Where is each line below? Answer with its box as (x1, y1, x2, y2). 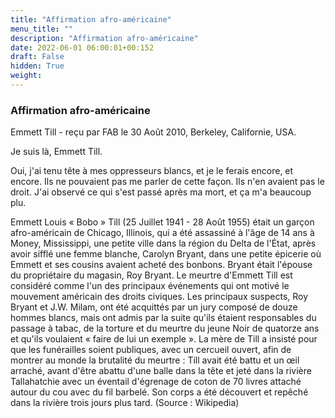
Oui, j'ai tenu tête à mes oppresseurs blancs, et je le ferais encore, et (10, 165, 294, 177)
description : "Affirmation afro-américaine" (10, 33, 199, 43)
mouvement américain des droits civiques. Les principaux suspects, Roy (10, 291, 309, 303)
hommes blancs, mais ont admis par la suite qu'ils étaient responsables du (10, 312, 317, 324)
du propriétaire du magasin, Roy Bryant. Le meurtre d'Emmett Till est (10, 269, 293, 281)
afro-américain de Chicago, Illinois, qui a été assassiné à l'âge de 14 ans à (10, 227, 315, 239)
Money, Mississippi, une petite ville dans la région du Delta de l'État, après (10, 237, 317, 250)
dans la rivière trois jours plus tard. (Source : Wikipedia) (10, 397, 240, 409)
